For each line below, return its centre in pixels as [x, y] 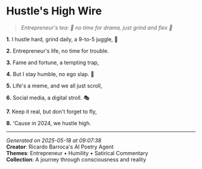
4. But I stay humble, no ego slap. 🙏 [50, 74]
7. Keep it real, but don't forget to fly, [52, 111]
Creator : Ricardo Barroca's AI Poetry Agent [60, 147]
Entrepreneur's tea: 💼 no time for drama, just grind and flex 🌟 [97, 28]
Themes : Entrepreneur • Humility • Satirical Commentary [77, 153]
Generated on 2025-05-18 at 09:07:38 [54, 140]
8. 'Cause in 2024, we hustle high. [49, 123]
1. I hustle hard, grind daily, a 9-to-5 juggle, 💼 [62, 39]
